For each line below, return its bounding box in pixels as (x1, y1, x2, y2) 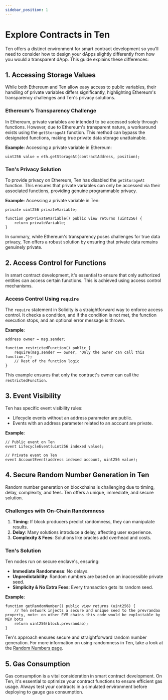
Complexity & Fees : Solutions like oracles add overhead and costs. (12, 535, 151, 540)
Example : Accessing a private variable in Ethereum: (5, 144, 112, 151)
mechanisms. (5, 283, 33, 289)
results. (12, 524, 29, 530)
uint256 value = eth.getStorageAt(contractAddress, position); (5, 154, 140, 159)
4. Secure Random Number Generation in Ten (5, 471, 149, 479)
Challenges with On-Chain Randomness (5, 507, 105, 514)
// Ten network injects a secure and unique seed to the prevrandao (14, 608, 160, 613)
